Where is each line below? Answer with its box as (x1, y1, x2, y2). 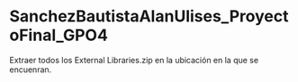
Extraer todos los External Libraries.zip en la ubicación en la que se (9, 54, 259, 65)
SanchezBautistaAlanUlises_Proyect (9, 6, 289, 27)
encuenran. (9, 64, 52, 75)
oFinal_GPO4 (9, 25, 108, 45)
